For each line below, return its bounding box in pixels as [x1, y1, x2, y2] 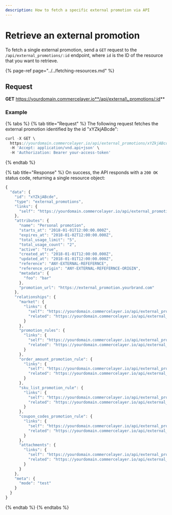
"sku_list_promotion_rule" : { [18, 385, 83, 390]
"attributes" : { [14, 218, 50, 223]
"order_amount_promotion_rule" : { [18, 356, 93, 362]
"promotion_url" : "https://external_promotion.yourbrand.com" [18, 285, 155, 290]
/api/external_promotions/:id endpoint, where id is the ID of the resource [5, 52, 163, 58]
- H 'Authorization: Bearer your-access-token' [10, 150, 111, 156]
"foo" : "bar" [24, 275, 52, 280]
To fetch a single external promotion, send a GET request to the [5, 47, 137, 53]
